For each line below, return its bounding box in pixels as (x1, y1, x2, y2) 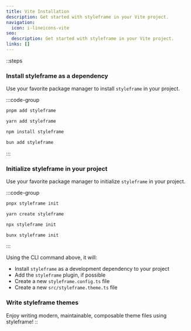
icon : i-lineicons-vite (11, 25, 69, 31)
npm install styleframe (6, 129, 64, 135)
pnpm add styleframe (6, 108, 57, 114)
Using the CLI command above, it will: (6, 254, 98, 261)
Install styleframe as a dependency (6, 71, 108, 80)
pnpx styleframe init (6, 200, 59, 206)
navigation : (6, 19, 35, 25)
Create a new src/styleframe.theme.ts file (14, 284, 118, 291)
